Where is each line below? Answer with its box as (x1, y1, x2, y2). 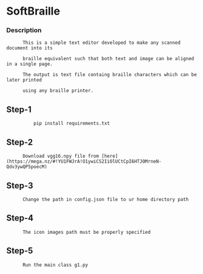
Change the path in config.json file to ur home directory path (22, 196, 189, 202)
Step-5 (6, 245, 33, 256)
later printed (6, 77, 43, 83)
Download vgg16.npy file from (22, 153, 99, 160)
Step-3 (6, 180, 33, 191)
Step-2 (6, 137, 33, 147)
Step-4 (6, 213, 34, 223)
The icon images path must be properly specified (22, 229, 151, 235)
